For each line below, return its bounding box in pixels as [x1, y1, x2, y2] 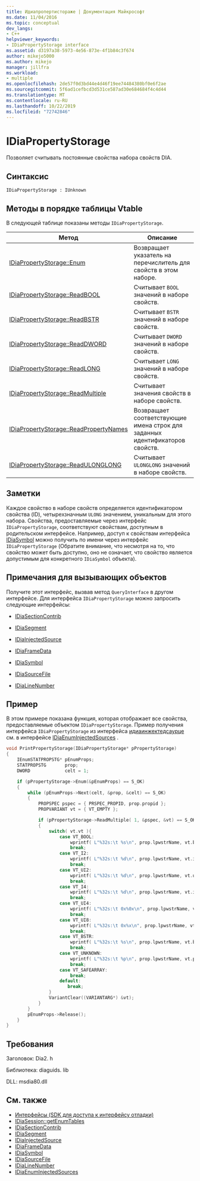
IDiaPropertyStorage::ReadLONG [9, 364, 101, 373]
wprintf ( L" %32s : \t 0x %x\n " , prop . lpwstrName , [70, 922, 187, 928]
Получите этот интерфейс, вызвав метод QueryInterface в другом [6, 588, 174, 595]
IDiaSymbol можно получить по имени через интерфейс [6, 536, 149, 543]
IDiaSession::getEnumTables [14, 1117, 85, 1124]
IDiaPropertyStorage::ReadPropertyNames [9, 425, 128, 433]
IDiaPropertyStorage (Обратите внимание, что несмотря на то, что [6, 542, 175, 549]
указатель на [133, 251, 171, 259]
